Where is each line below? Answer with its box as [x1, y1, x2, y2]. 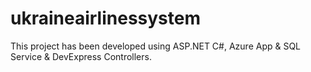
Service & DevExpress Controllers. [10, 50, 152, 62]
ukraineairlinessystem [10, 7, 202, 30]
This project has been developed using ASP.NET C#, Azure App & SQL [10, 40, 302, 52]
